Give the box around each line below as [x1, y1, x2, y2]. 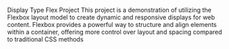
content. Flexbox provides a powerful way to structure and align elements [7, 21, 217, 28]
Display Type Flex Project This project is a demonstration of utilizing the [7, 6, 212, 14]
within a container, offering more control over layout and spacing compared [7, 28, 223, 36]
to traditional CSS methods [7, 35, 84, 43]
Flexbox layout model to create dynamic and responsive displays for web [7, 13, 216, 21]
